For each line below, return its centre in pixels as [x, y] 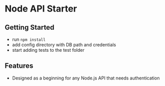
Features [19, 66]
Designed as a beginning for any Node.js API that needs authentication [86, 78]
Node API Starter [41, 9]
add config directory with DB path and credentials [64, 45]
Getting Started [30, 27]
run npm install [29, 39]
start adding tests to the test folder [48, 50]
